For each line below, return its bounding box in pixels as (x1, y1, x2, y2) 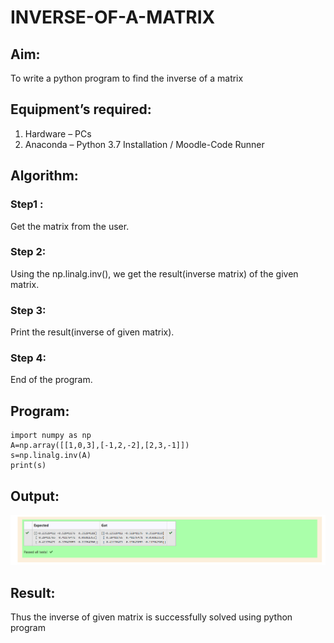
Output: (10, 487, 60, 505)
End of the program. (10, 374, 93, 386)
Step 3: (10, 303, 47, 317)
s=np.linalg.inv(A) (10, 451, 92, 461)
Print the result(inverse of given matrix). (10, 326, 175, 338)
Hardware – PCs (24, 127, 92, 140)
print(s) (10, 461, 47, 471)
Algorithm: (10, 167, 79, 185)
